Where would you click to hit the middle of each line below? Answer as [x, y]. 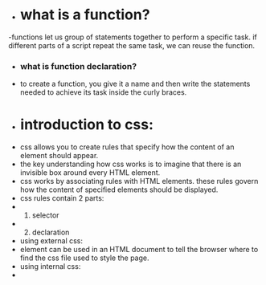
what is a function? [85, 15]
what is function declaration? [78, 66]
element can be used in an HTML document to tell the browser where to [139, 250]
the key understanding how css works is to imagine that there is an [131, 164]
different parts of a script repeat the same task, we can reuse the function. [132, 45]
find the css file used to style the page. [84, 258]
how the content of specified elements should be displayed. [119, 189]
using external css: [51, 241]
